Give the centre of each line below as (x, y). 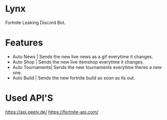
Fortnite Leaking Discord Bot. (35, 22)
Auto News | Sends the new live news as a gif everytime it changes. (83, 56)
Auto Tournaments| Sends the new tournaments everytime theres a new (87, 67)
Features (24, 43)
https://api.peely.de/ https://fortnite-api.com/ (52, 112)
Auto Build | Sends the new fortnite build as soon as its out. (74, 77)
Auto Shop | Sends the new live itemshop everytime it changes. (78, 62)
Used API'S (29, 98)
